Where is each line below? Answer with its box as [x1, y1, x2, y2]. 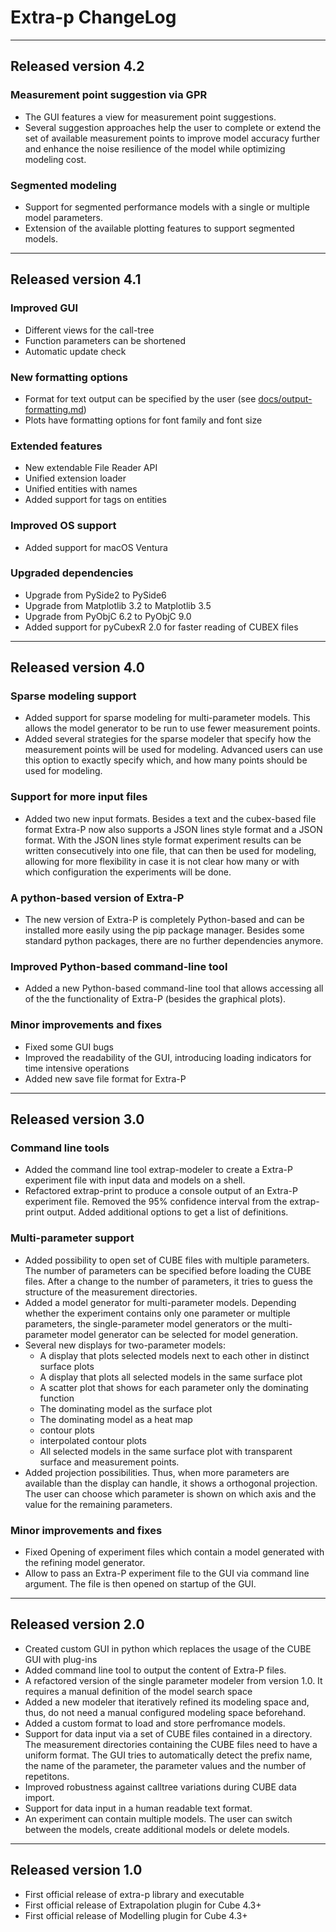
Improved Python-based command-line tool [10, 960, 228, 973]
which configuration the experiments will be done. [24, 866, 232, 878]
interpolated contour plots [39, 1434, 147, 1446]
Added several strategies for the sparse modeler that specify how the [24, 733, 312, 745]
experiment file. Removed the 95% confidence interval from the [24, 1196, 288, 1208]
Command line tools [10, 1141, 110, 1155]
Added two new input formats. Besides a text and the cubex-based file [24, 812, 317, 825]
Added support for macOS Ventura [24, 541, 168, 553]
